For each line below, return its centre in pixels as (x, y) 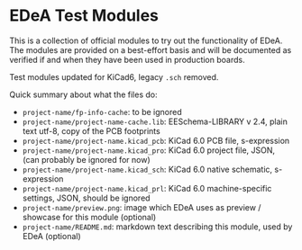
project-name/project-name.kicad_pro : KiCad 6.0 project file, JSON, (149, 150)
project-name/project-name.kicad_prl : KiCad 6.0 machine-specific (147, 188)
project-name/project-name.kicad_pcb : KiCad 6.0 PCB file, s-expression (156, 140)
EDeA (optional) (51, 236)
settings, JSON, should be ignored (86, 198)
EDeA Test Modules (84, 16)
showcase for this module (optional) (89, 217)
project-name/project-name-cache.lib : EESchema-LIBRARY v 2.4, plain (155, 121)
